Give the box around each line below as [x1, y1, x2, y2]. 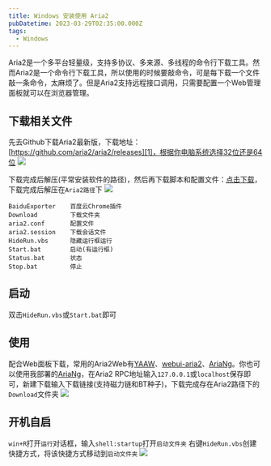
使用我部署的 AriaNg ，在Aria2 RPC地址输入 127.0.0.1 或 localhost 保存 [15, 369, 244, 378]
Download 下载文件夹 [8, 212, 101, 220]
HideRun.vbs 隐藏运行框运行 [8, 237, 112, 246]
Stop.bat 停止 [8, 263, 83, 271]
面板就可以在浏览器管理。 [8, 88, 94, 98]
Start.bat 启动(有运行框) [8, 246, 114, 254]
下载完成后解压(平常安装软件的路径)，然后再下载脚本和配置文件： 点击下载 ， [8, 175, 262, 185]
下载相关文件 [8, 114, 73, 128]
